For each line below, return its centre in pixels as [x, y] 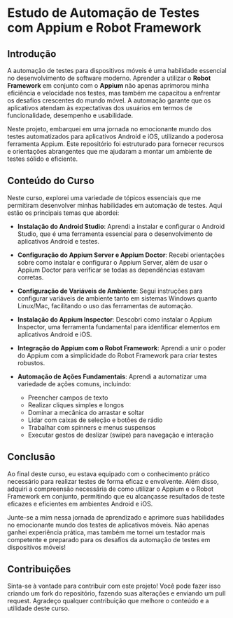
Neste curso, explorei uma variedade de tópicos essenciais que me [104, 197]
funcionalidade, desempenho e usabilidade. [70, 115]
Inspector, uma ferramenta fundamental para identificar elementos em [119, 327]
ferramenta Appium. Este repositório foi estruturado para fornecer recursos [116, 144]
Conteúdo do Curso [51, 181]
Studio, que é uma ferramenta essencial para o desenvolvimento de [115, 234]
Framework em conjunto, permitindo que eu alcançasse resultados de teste [116, 496]
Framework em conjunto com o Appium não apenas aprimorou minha [108, 85]
